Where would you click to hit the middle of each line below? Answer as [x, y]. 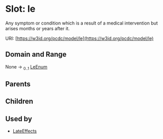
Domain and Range [36, 54]
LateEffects [25, 131]
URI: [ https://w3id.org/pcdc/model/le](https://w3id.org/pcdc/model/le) [79, 38]
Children [19, 101]
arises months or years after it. [38, 28]
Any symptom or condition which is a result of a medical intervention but [82, 23]
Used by [19, 119]
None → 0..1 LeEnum [26, 67]
